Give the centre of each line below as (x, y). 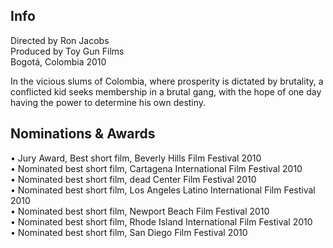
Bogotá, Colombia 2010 (58, 61)
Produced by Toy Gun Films (67, 51)
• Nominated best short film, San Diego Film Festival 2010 (129, 232)
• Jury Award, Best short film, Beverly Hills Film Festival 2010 (136, 158)
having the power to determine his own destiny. (108, 102)
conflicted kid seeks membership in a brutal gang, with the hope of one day (166, 91)
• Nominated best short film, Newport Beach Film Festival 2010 (140, 211)
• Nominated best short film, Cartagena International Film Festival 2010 (156, 168)
